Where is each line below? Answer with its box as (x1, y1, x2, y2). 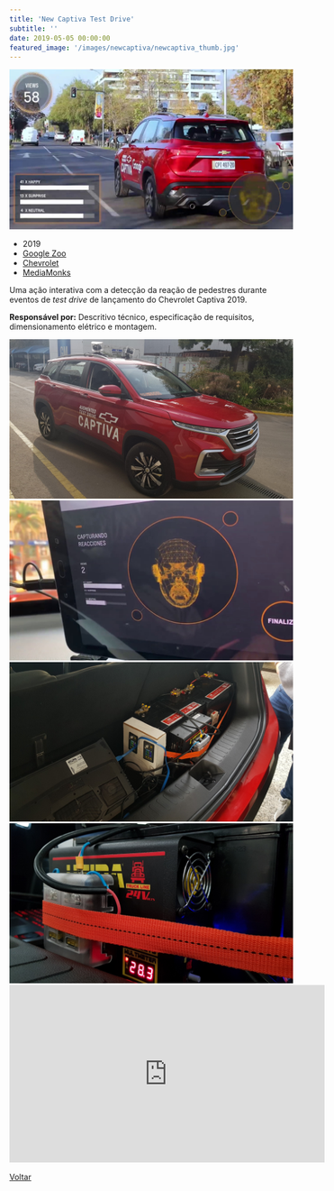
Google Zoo (22, 248, 67, 259)
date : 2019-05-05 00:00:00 (9, 33, 111, 42)
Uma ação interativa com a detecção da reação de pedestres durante (9, 284, 267, 295)
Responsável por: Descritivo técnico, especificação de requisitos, (9, 311, 255, 322)
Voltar (9, 1171, 32, 1182)
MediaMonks (22, 267, 71, 278)
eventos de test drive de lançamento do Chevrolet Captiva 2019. (9, 294, 248, 305)
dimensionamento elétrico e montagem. (9, 321, 158, 332)
